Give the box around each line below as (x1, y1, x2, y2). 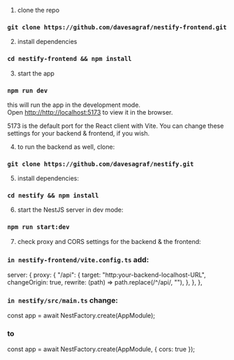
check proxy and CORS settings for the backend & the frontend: (17, 237, 201, 245)
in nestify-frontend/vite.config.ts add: (7, 254, 149, 264)
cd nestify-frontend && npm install (7, 55, 132, 63)
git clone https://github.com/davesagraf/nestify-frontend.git (7, 23, 227, 31)
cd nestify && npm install (7, 192, 99, 200)
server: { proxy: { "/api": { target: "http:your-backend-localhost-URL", (7, 271, 206, 279)
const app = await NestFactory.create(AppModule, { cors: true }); (7, 345, 196, 353)
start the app (17, 69, 54, 78)
